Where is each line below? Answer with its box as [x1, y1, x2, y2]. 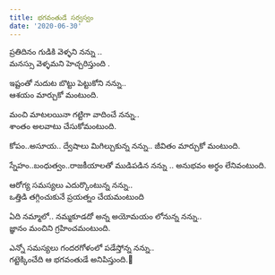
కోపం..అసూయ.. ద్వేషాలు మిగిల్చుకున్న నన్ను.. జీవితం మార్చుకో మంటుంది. [9, 140, 241, 150]
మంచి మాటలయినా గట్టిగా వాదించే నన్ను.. [9, 108, 140, 119]
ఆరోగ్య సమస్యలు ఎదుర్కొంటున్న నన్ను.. [9, 179, 133, 190]
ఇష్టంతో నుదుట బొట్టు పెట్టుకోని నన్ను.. [9, 77, 127, 88]
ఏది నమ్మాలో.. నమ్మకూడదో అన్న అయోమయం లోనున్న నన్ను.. [9, 211, 202, 221]
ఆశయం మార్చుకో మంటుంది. [9, 89, 99, 99]
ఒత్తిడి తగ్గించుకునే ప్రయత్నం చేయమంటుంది [9, 191, 145, 202]
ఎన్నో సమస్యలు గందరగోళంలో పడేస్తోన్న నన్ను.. [9, 242, 155, 253]
